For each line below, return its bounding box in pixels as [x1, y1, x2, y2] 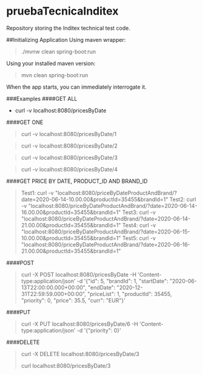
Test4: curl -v [122, 221, 156, 229]
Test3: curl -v [122, 208, 156, 216]
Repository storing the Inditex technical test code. [6, 24, 131, 32]
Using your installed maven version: [6, 60, 96, 67]
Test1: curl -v [21, 189, 54, 196]
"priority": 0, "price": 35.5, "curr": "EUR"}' [21, 297, 126, 304]
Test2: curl [169, 196, 196, 203]
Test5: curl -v [122, 234, 156, 241]
